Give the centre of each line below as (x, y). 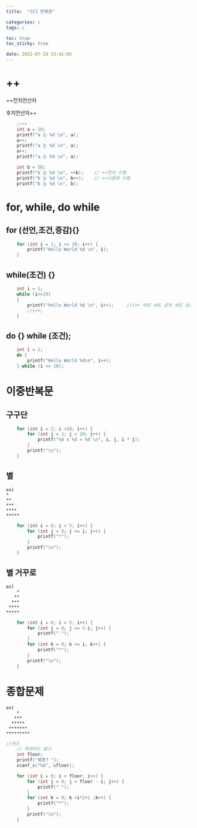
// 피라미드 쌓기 (34, 749)
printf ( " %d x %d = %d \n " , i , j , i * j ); (89, 440)
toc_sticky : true (27, 44)
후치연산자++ (21, 113)
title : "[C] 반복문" (31, 11)
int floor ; (30, 755)
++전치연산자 (21, 100)
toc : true (18, 38)
